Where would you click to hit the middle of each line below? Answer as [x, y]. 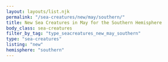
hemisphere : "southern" [35, 50]
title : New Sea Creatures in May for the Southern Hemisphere [84, 22]
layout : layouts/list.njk [38, 12]
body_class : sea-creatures [39, 28]
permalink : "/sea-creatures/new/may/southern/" [66, 17]
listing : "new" [25, 45]
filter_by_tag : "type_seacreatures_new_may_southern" [74, 34]
